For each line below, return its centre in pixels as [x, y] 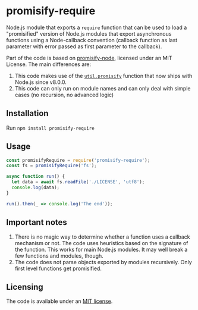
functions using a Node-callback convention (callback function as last [92, 40]
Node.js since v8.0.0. [40, 82]
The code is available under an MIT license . [59, 301]
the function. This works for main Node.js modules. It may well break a [101, 249]
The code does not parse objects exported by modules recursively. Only [103, 262]
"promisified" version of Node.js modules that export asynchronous [89, 33]
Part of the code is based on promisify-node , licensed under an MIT [89, 58]
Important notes [37, 222]
